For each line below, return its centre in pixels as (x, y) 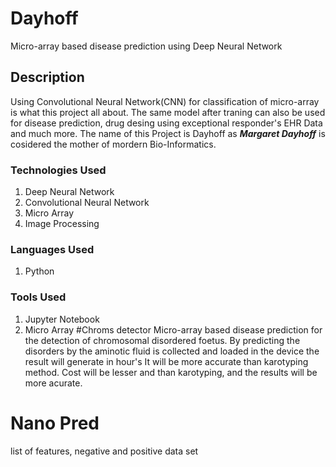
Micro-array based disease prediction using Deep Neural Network (146, 46)
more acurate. (53, 383)
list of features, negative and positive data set (104, 451)
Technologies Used (58, 170)
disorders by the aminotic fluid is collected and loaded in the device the (172, 351)
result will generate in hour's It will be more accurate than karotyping (166, 361)
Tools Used (38, 297)
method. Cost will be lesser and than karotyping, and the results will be (171, 372)
